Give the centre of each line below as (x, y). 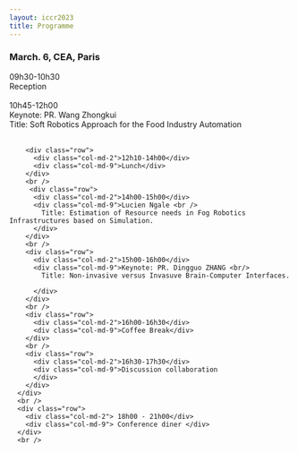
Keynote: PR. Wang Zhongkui (63, 115)
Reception (28, 86)
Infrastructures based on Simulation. (81, 220)
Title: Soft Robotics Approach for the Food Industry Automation (126, 124)
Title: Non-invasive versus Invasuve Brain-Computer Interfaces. (166, 275)
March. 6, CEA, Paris (55, 57)
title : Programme (42, 26)
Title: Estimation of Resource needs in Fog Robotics (144, 213)
